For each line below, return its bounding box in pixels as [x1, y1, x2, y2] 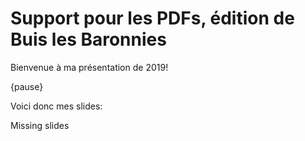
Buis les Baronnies [10, 28, 167, 51]
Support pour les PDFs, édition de [10, 7, 295, 30]
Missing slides [10, 119, 70, 131]
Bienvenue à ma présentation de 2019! [10, 61, 169, 73]
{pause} [10, 80, 44, 92]
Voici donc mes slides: [10, 100, 103, 112]
